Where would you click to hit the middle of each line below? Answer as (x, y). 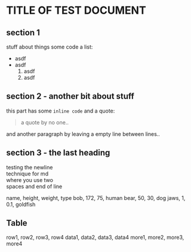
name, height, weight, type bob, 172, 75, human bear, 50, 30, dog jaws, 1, (96, 198)
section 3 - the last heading (58, 153)
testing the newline (30, 167)
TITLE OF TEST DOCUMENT (76, 10)
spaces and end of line (34, 186)
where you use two (30, 180)
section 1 (23, 33)
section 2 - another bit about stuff (70, 96)
